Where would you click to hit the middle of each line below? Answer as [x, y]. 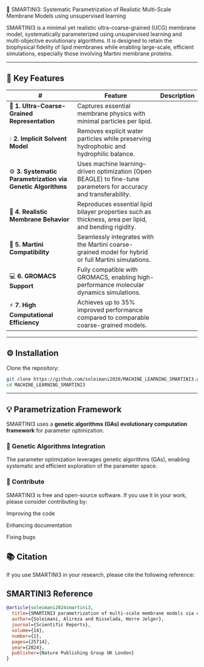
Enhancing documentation [39, 525]
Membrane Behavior [39, 219]
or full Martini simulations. [114, 259]
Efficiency [24, 323]
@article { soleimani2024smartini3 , [50, 608]
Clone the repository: [33, 368]
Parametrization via [38, 178]
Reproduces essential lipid [115, 204]
